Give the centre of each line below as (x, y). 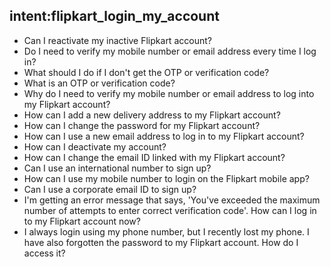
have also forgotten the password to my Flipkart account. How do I (161, 242)
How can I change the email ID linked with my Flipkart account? (154, 157)
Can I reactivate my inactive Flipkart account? (117, 40)
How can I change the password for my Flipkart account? (142, 125)
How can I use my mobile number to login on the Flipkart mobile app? (166, 178)
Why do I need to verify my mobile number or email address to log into (169, 93)
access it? (44, 253)
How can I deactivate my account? (95, 146)
